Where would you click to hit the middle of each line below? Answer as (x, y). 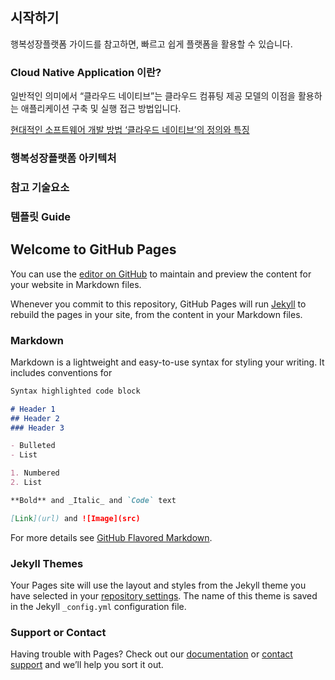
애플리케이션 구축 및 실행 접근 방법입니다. (101, 109)
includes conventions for (61, 372)
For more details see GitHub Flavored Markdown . (111, 537)
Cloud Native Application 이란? (86, 72)
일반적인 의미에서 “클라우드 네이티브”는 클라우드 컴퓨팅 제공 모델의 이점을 (153, 96)
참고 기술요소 (40, 187)
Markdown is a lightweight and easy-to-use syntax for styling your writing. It (167, 362)
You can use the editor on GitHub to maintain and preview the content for (161, 274)
